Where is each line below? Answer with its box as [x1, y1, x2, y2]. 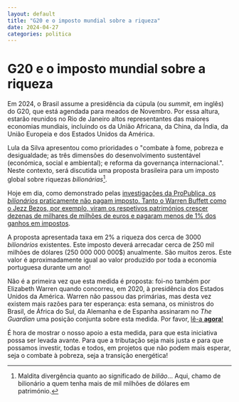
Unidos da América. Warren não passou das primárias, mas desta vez [7, 292, 212, 300]
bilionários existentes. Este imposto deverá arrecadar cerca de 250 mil [7, 240, 215, 249]
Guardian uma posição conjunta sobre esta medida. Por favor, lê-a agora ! [7, 314, 224, 323]
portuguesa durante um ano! [7, 263, 91, 271]
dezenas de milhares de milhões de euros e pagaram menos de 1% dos [7, 211, 217, 220]
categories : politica [7, 30, 72, 38]
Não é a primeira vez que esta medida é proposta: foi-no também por [7, 277, 211, 285]
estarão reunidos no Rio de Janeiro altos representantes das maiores [7, 115, 210, 123]
